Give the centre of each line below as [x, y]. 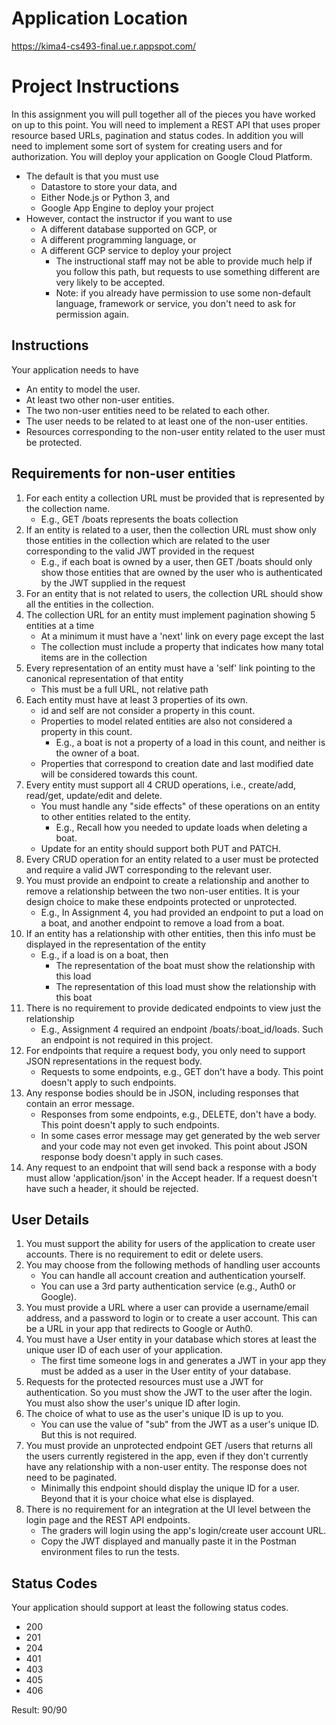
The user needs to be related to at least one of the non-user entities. [166, 421]
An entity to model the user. [83, 389]
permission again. [92, 314]
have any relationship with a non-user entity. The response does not [166, 1467]
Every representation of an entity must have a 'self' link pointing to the [170, 668]
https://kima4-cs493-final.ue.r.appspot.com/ [104, 46]
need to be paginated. [71, 1478]
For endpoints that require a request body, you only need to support [165, 1050]
